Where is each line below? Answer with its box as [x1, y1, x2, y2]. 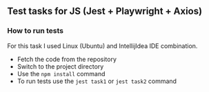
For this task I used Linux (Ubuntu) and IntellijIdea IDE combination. [7, 41, 198, 50]
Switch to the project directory [17, 62, 104, 71]
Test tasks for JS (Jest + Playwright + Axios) [7, 5, 202, 17]
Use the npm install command [17, 69, 106, 78]
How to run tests [7, 26, 64, 36]
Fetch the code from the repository [17, 55, 117, 63]
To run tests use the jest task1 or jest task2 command [17, 77, 177, 85]
